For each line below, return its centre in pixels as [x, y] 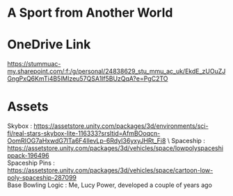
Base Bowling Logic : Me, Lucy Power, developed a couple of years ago [110, 185]
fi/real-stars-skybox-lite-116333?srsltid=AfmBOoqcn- [84, 133]
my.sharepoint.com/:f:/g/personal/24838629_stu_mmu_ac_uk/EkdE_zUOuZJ [116, 72]
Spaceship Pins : [31, 163]
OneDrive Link [49, 45]
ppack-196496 [29, 156]
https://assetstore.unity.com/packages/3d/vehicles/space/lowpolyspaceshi [115, 148]
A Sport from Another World [90, 13]
